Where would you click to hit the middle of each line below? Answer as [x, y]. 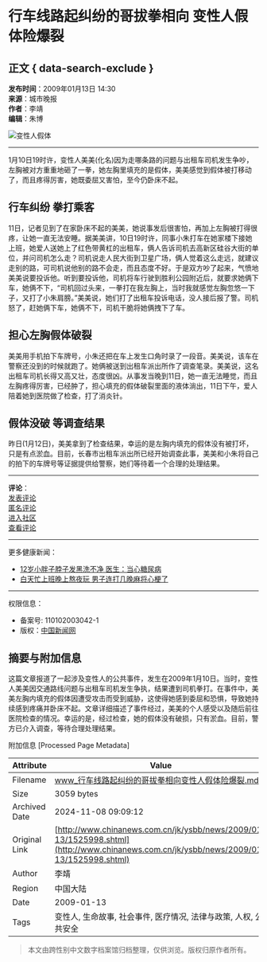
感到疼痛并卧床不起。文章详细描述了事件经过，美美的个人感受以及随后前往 [137, 709]
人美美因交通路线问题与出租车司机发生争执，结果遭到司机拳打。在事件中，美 [133, 689]
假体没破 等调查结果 [56, 423]
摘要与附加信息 [45, 658]
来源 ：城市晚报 [33, 99]
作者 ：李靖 [26, 109]
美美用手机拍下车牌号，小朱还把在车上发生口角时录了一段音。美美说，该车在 [133, 356]
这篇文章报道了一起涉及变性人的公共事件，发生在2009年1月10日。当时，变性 [133, 678]
